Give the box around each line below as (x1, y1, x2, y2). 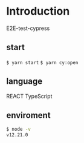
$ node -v (6, 127, 31, 133)
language (6, 76, 43, 87)
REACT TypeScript (6, 92, 53, 100)
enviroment (6, 110, 51, 120)
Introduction (6, 4, 70, 18)
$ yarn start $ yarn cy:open (6, 59, 79, 65)
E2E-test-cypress (6, 24, 50, 32)
